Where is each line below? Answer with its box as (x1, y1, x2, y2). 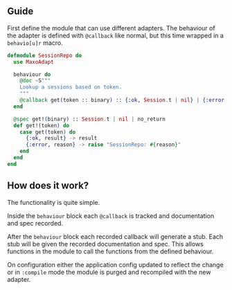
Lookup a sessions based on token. (19, 84, 123, 91)
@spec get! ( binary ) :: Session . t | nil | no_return (13, 116, 166, 123)
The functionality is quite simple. (7, 198, 100, 206)
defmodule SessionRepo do (7, 52, 82, 59)
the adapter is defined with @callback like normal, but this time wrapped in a (7, 31, 224, 39)
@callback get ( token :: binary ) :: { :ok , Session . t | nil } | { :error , (19, 97, 228, 104)
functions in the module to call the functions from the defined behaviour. (7, 247, 214, 255)
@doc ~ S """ (19, 78, 51, 84)
